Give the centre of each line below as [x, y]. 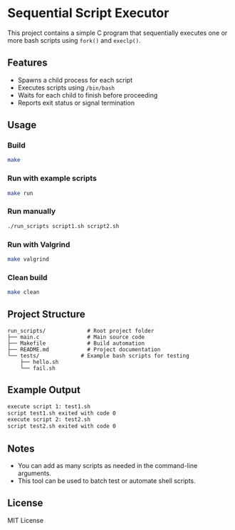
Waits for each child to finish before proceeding [88, 95]
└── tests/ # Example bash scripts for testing [99, 355]
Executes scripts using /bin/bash [66, 88]
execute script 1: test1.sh [49, 406]
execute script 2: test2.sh [49, 420]
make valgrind [28, 259]
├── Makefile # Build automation [76, 343]
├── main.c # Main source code [76, 337]
